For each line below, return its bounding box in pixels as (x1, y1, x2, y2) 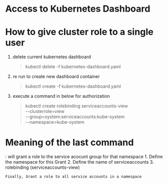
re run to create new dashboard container (12, 73, 100, 80)
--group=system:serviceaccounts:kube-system (25, 114, 125, 120)
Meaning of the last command (5, 137, 134, 149)
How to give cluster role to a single (5, 26, 154, 38)
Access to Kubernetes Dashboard (5, 3, 151, 15)
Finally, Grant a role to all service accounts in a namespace (5, 174, 142, 179)
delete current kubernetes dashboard (12, 54, 91, 60)
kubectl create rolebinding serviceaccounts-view (25, 103, 128, 109)
